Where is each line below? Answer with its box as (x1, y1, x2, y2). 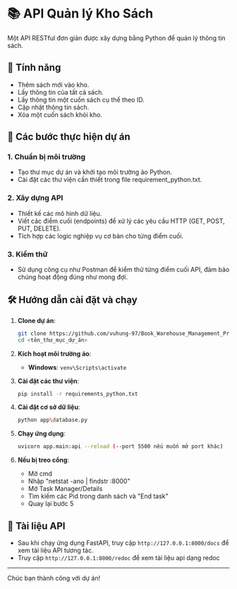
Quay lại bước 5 (28, 499, 74, 508)
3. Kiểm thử (7, 249, 48, 259)
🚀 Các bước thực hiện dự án (7, 131, 130, 143)
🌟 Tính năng (7, 61, 61, 74)
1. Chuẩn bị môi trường (7, 152, 86, 162)
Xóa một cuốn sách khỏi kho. (17, 110, 102, 119)
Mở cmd (28, 470, 53, 478)
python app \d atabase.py (17, 417, 88, 424)
